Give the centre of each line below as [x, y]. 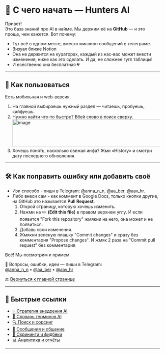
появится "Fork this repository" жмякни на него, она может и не [86, 219]
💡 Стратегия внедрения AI [40, 311]
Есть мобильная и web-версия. [38, 97]
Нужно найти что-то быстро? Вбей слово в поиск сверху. [73, 117]
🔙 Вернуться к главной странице [40, 279]
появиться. [31, 224]
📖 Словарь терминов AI [37, 317]
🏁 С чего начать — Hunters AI [68, 10]
